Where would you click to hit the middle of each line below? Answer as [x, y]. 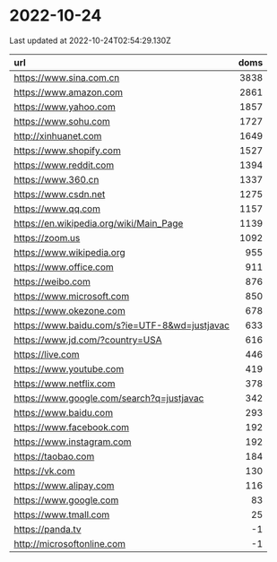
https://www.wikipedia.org [69, 252]
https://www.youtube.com [69, 368]
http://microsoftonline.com [70, 543]
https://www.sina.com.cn [67, 77]
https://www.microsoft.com [72, 296]
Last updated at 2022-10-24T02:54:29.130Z [91, 40]
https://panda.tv [48, 529]
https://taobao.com [54, 456]
